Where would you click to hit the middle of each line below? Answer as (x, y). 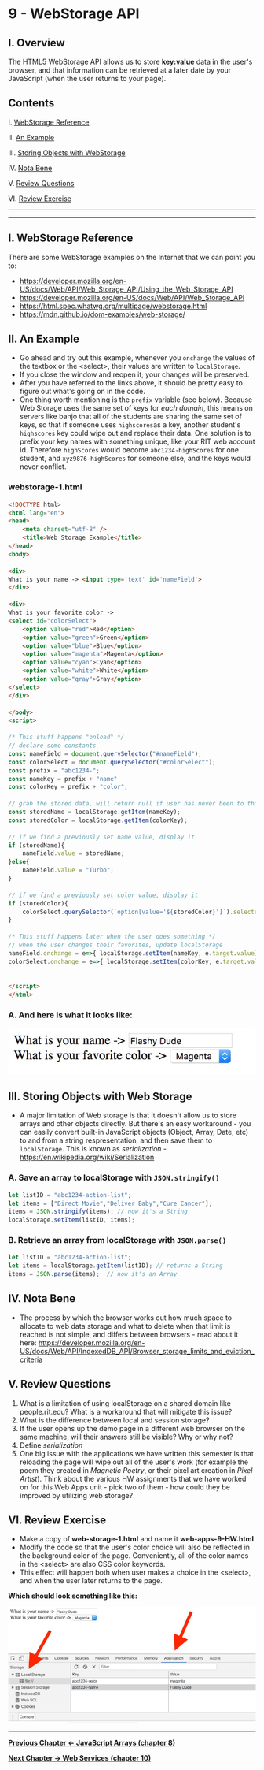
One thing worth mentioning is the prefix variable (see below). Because (136, 400)
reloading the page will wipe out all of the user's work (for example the (134, 1462)
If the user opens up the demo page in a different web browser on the (132, 1428)
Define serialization (51, 1445)
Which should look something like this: (73, 1596)
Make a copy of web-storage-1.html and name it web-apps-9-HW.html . (137, 1539)
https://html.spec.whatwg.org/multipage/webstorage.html (113, 306)
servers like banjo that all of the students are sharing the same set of (130, 416)
